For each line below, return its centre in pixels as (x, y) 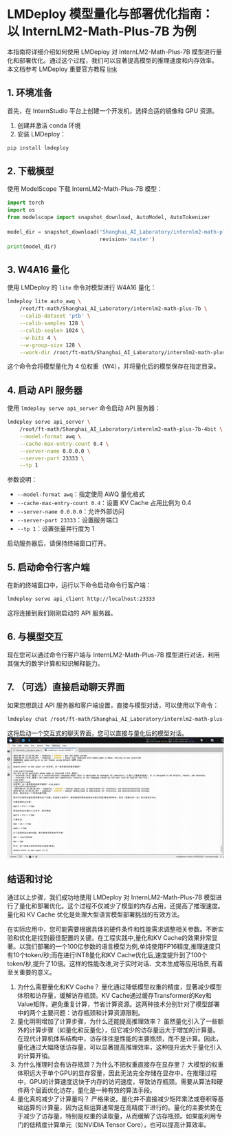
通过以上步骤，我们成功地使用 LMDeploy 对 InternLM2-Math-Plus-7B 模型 (112, 897)
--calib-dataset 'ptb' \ (55, 316)
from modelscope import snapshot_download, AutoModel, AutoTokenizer (109, 218)
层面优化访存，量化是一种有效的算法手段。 (96, 1090)
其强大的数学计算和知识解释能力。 (55, 663)
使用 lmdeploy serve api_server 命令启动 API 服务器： (84, 408)
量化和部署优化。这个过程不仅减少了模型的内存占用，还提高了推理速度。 (121, 906)
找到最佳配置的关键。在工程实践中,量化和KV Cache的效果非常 (124, 937)
